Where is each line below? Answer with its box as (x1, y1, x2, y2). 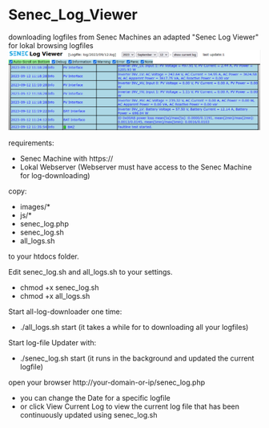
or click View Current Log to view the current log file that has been (19, 402, 240, 411)
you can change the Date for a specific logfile (19, 393, 171, 402)
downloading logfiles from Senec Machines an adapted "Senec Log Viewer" (8, 32, 259, 42)
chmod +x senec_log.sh (19, 283, 99, 292)
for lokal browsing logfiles (8, 40, 94, 50)
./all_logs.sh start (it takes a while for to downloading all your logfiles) (19, 322, 249, 332)
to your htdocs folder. (8, 251, 79, 261)
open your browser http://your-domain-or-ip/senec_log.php (8, 377, 206, 387)
